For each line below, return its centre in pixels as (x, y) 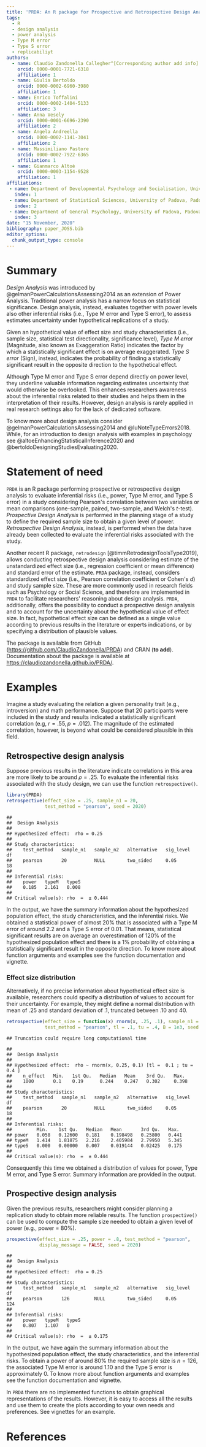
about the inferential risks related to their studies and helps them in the (96, 396)
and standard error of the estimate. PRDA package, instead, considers (93, 572)
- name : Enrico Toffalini (45, 98)
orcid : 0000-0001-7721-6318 (53, 69)
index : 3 (25, 217)
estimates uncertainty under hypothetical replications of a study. (88, 320)
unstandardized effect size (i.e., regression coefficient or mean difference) (100, 566)
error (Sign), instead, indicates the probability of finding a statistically (94, 358)
